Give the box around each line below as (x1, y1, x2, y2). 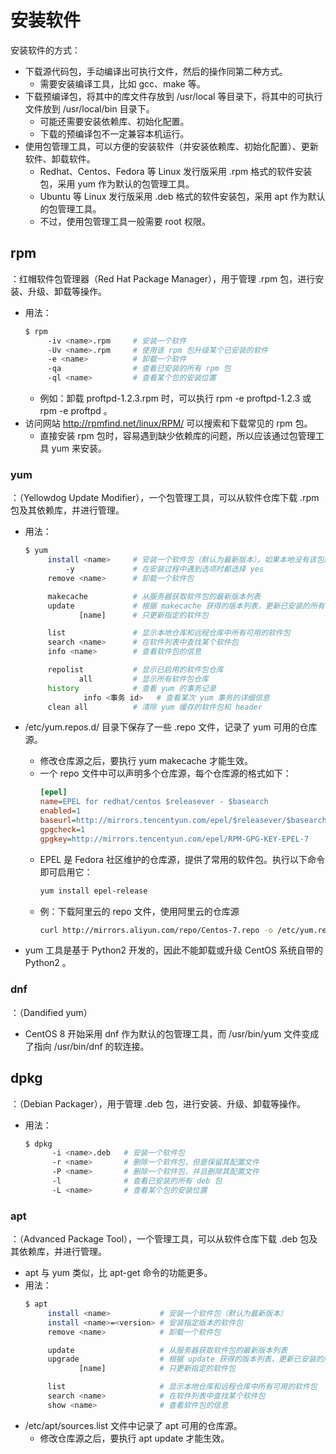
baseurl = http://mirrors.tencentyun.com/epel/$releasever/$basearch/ (39, 816, 332, 826)
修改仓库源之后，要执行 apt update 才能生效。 (39, 1432, 230, 1444)
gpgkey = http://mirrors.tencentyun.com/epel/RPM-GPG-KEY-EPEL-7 (39, 834, 310, 844)
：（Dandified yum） (10, 1006, 93, 1018)
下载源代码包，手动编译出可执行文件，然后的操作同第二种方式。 (24, 65, 288, 77)
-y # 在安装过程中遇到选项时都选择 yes (65, 564, 265, 575)
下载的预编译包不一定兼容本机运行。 (39, 127, 190, 140)
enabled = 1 (39, 806, 82, 816)
